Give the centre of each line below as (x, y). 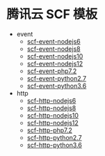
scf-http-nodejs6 (51, 100)
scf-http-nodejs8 (51, 108)
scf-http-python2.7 (54, 137)
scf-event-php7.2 (52, 71)
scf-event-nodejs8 (54, 49)
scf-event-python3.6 (57, 86)
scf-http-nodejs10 (53, 115)
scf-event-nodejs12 (55, 63)
